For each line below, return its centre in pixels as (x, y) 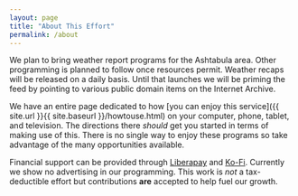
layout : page (34, 18)
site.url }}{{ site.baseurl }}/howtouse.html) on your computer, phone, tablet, (149, 116)
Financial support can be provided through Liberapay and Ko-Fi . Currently (147, 163)
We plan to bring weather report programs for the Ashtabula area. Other (143, 61)
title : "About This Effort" (62, 26)
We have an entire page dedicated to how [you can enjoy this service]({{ (144, 107)
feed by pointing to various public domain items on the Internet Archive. (143, 89)
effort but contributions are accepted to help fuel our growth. (164, 182)
